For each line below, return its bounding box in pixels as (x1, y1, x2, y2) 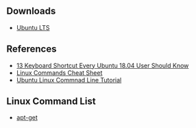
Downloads (6, 5, 56, 17)
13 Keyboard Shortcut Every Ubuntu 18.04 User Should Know (16, 61, 189, 69)
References (6, 44, 57, 55)
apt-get (16, 114, 38, 122)
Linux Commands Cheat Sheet (16, 68, 103, 77)
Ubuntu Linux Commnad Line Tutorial (16, 76, 122, 84)
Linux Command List (6, 95, 97, 108)
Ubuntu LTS (16, 23, 50, 31)
